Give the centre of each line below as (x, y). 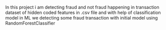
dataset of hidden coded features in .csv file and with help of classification (83, 12)
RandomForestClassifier (30, 23)
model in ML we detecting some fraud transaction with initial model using (81, 18)
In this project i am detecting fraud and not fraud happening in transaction (82, 7)
